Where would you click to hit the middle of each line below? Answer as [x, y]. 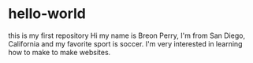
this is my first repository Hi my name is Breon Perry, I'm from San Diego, [127, 35]
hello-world [47, 14]
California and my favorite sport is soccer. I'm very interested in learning [125, 43]
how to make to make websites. [60, 52]
